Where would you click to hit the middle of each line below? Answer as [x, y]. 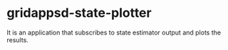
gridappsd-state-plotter [79, 13]
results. [18, 39]
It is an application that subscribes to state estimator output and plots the [114, 32]
